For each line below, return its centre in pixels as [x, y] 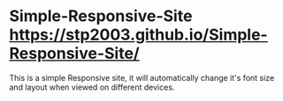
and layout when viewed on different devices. [92, 87]
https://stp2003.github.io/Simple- [138, 35]
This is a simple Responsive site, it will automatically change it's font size [142, 77]
